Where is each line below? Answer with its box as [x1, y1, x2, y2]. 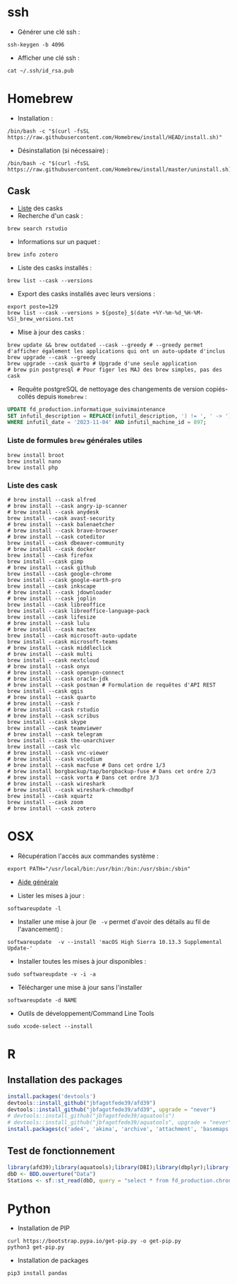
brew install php [7, 464, 59, 471]
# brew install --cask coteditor [7, 533, 106, 540]
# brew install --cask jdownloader [7, 588, 112, 596]
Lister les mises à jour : [17, 891, 85, 900]
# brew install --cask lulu [7, 619, 90, 626]
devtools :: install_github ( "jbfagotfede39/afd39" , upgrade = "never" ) [7, 1106, 217, 1113]
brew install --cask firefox [7, 552, 93, 559]
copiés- [205, 384, 229, 393]
